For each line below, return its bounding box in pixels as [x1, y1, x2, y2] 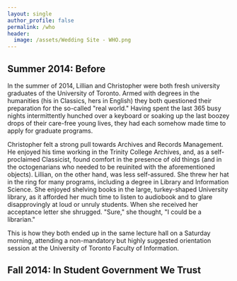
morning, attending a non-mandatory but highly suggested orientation [7, 236, 212, 244]
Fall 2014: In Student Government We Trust [7, 264, 202, 276]
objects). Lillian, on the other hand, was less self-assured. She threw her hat [7, 170, 229, 179]
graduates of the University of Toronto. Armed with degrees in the [7, 89, 200, 97]
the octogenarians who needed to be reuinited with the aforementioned [7, 162, 216, 171]
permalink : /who [7, 23, 55, 30]
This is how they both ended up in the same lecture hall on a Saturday [7, 229, 211, 237]
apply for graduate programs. [7, 126, 93, 135]
